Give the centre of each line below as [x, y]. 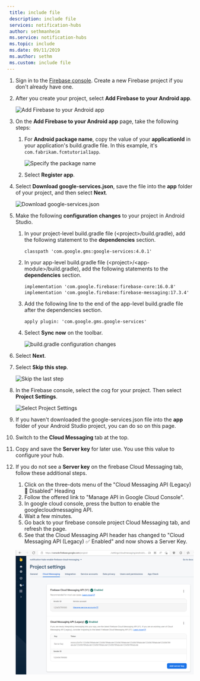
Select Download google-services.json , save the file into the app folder [104, 186]
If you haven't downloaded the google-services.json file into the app [99, 420]
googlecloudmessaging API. [58, 510]
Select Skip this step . [42, 367]
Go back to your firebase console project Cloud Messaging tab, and [107, 522]
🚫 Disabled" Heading [50, 491]
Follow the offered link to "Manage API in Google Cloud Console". [104, 497]
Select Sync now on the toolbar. [64, 332]
